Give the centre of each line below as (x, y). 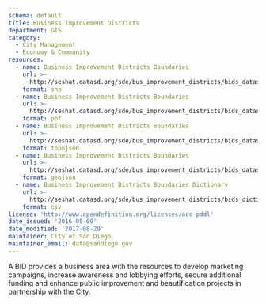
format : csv (42, 207)
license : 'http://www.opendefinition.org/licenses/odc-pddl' (111, 215)
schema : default (35, 15)
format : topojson (51, 148)
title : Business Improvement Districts (74, 23)
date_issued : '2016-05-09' (53, 222)
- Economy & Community (53, 52)
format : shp (42, 89)
